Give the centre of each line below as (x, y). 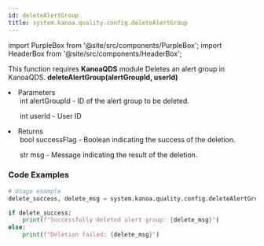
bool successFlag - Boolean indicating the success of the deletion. (127, 139)
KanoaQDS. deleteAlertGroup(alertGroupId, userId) (93, 77)
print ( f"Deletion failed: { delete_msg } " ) (91, 235)
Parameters (37, 92)
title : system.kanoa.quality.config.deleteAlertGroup (98, 23)
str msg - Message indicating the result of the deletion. (108, 155)
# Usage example (35, 191)
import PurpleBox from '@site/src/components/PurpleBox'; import (115, 45)
